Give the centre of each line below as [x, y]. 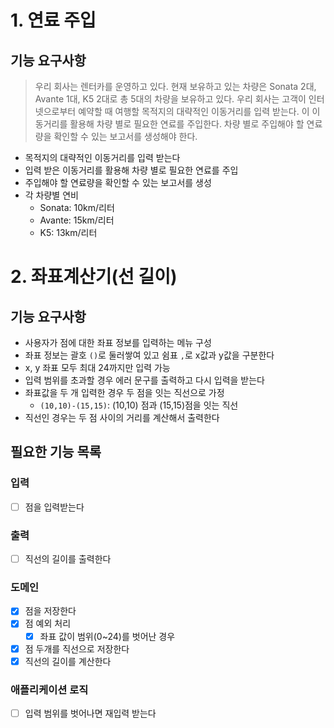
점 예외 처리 [48, 623]
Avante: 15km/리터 [77, 220]
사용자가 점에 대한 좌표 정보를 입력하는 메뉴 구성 [118, 342]
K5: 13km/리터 [68, 232]
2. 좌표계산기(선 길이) [94, 277]
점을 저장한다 [50, 611]
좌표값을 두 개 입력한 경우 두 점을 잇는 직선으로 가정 [124, 392]
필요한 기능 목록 [56, 452]
